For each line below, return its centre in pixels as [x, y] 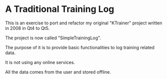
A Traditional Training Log [60, 9]
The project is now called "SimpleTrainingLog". [53, 38]
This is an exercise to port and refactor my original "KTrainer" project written [84, 23]
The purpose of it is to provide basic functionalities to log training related [80, 47]
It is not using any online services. [40, 62]
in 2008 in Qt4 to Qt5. [27, 28]
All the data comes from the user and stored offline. [58, 72]
